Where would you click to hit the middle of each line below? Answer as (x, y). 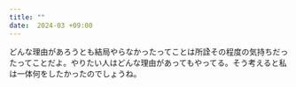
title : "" (27, 17)
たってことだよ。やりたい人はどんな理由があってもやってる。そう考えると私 (148, 62)
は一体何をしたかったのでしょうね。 (75, 73)
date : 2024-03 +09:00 (51, 25)
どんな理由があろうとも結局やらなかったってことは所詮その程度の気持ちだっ (149, 51)
